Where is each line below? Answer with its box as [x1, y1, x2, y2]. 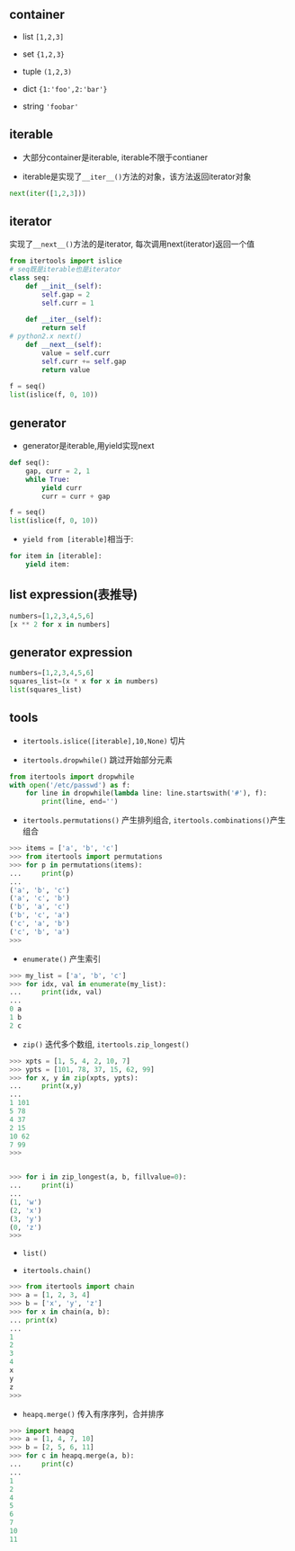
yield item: [25, 560, 70, 569]
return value [41, 365, 91, 374]
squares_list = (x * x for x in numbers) [9, 677, 159, 686]
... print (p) [9, 869, 75, 878]
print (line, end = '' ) [41, 798, 119, 807]
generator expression [9, 645, 133, 660]
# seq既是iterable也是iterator [9, 265, 121, 274]
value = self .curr [41, 348, 111, 358]
